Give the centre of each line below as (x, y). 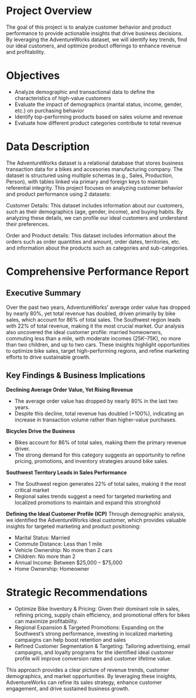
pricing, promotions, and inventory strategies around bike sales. (91, 461)
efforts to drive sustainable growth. (48, 357)
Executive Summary (44, 293)
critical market (32, 490)
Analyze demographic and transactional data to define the (85, 91)
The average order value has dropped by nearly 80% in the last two (96, 401)
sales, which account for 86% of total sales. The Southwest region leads (94, 319)
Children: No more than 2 (45, 556)
